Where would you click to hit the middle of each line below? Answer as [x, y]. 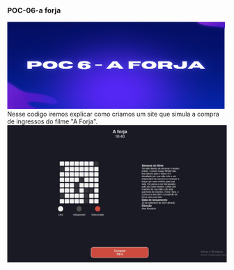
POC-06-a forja [34, 10]
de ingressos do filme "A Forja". [53, 121]
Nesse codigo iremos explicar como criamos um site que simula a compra [113, 114]
